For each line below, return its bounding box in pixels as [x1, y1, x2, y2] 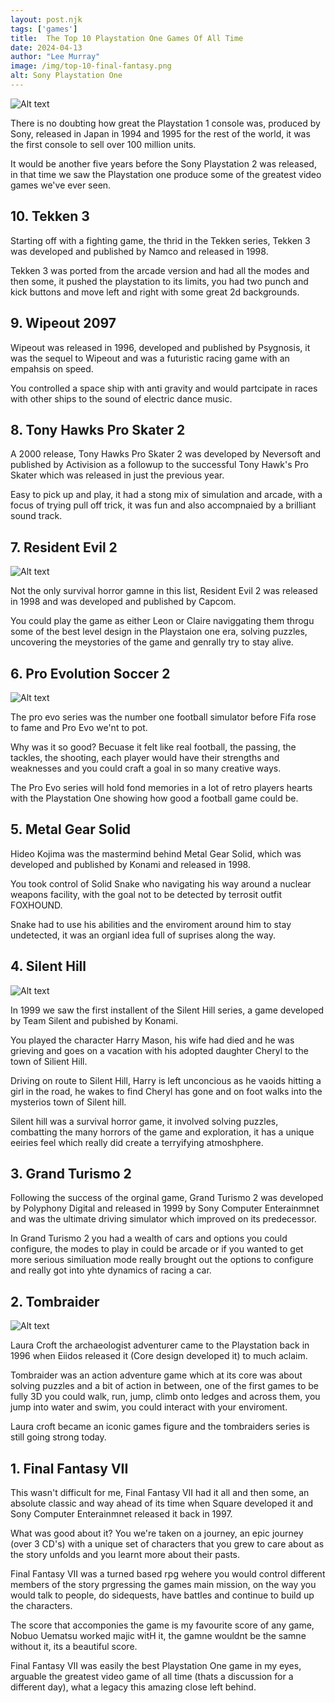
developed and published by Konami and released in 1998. [10, 858, 252, 870]
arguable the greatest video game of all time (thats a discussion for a [10, 1671, 294, 1682]
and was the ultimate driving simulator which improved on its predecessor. [10, 1213, 317, 1225]
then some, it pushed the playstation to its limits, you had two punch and [10, 275, 309, 287]
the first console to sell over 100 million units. [10, 138, 197, 150]
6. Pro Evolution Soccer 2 [10, 665, 171, 682]
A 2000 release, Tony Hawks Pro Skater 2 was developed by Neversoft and [10, 448, 322, 460]
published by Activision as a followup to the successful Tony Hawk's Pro [10, 459, 309, 471]
